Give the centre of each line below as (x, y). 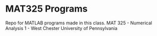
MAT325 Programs (47, 9)
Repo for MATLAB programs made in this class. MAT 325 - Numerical (79, 23)
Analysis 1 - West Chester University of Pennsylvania (61, 28)
